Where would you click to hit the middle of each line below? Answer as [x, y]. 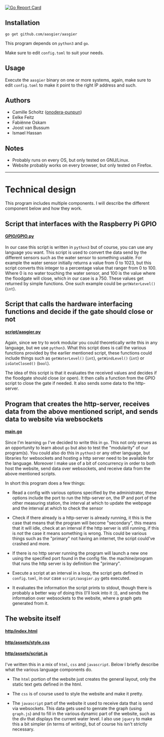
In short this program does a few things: [45, 483]
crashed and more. [31, 543]
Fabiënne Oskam [29, 123]
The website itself [33, 619]
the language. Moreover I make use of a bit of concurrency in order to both [80, 463]
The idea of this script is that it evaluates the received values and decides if [81, 373]
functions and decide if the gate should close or [79, 312]
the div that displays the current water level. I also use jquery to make [82, 718]
